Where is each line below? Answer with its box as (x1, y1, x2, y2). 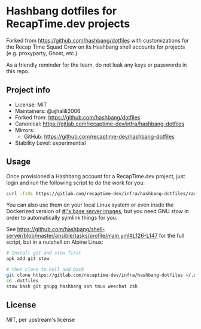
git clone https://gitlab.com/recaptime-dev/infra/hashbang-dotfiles (6, 272, 184, 279)
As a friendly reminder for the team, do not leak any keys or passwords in (6, 61, 187, 68)
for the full (159, 232, 185, 240)
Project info (6, 85, 51, 95)
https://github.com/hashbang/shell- (17, 226, 105, 233)
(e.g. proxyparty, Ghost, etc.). (6, 49, 79, 56)
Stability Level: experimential (14, 139, 86, 146)
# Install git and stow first (6, 250, 82, 256)
